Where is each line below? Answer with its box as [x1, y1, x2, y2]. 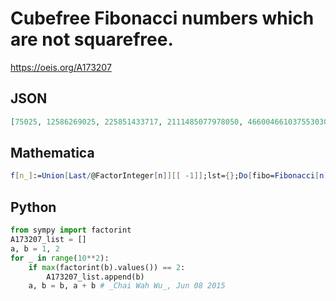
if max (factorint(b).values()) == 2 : [28, 262, 186, 272]
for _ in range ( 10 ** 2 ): [10, 253, 110, 263]
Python [10, 198, 57, 216]
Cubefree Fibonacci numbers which [10, 7, 315, 30]
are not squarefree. [10, 28, 174, 51]
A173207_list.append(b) [46, 272, 145, 282]
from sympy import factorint [10, 225, 132, 236]
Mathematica [10, 145, 95, 162]
